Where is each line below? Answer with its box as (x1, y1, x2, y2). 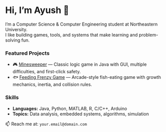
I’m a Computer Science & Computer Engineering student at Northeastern (5, 21, 158, 27)
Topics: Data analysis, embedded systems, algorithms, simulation (12, 110, 149, 117)
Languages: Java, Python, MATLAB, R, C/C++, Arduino (12, 105, 127, 111)
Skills (5, 94, 19, 101)
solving (5, 37, 21, 43)
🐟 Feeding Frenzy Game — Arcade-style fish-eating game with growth (12, 74, 161, 80)
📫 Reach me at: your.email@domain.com (5, 120, 87, 127)
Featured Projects (5, 50, 50, 57)
